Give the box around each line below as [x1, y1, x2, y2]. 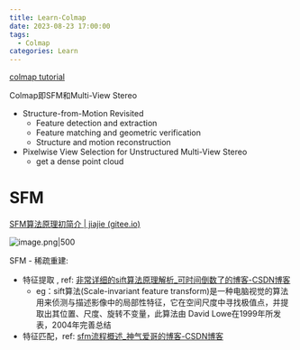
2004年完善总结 [51, 319, 112, 330]
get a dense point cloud [35, 156, 124, 167]
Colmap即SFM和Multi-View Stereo [9, 90, 138, 101]
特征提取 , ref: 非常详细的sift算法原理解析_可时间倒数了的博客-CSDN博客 [22, 274, 291, 285]
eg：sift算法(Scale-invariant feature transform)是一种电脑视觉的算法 [35, 286, 289, 297]
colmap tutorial [9, 71, 66, 82]
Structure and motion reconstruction [35, 137, 171, 148]
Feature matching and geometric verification [35, 127, 201, 138]
